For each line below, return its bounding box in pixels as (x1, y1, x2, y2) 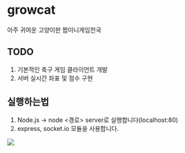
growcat (7, 2, 56, 18)
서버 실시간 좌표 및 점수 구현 (17, 74, 93, 82)
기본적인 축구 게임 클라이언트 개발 (17, 65, 108, 74)
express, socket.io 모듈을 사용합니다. (17, 124, 119, 132)
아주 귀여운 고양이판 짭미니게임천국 (7, 25, 101, 34)
